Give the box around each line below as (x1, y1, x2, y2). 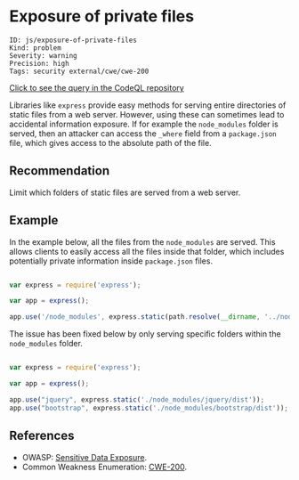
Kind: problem (9, 43, 62, 53)
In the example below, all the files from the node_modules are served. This (9, 236, 276, 247)
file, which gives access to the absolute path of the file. (9, 137, 212, 148)
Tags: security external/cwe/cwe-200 (9, 67, 149, 76)
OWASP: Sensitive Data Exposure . (21, 452, 148, 462)
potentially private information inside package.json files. (9, 256, 214, 266)
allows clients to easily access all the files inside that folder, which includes (9, 246, 285, 256)
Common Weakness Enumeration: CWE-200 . (21, 461, 188, 472)
